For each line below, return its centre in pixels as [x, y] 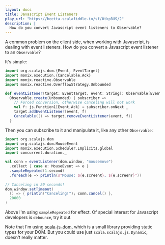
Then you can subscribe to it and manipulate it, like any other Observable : [79, 130]
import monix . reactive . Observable [41, 80]
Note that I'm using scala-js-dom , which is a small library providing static [79, 227]
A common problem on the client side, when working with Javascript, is [77, 42]
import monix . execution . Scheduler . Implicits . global [59, 148]
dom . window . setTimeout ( [29, 189]
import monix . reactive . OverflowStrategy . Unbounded [58, 84]
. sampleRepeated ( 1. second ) [37, 171]
